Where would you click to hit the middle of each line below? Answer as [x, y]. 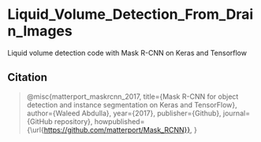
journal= [236, 113]
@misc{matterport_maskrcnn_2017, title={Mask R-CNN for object [132, 96]
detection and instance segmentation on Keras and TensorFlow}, [132, 104]
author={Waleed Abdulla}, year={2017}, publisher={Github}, [124, 113]
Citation [28, 77]
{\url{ [35, 129]
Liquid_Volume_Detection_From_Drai [130, 15]
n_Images [40, 31]
